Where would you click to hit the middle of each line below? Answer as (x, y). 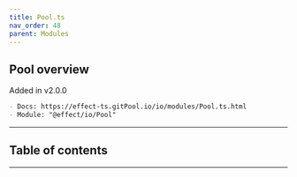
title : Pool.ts (37, 17)
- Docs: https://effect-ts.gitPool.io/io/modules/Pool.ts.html (128, 107)
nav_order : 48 (35, 26)
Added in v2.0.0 (38, 91)
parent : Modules (39, 33)
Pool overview (49, 69)
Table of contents (58, 151)
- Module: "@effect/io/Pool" (63, 115)
